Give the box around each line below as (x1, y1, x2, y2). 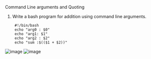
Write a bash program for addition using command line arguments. (12, 14, 147, 19)
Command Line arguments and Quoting (5, 4, 85, 10)
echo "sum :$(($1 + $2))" (14, 40, 68, 45)
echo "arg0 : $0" (14, 27, 50, 32)
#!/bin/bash (14, 23, 39, 28)
